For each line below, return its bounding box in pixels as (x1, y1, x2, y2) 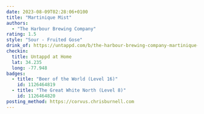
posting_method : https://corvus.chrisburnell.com (6, 98, 135, 104)
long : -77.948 (12, 65, 47, 71)
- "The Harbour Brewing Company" (12, 25, 97, 32)
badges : (6, 71, 26, 77)
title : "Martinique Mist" (6, 14, 72, 21)
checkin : (6, 48, 29, 54)
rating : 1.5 (6, 31, 36, 37)
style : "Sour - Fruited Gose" (6, 37, 83, 43)
